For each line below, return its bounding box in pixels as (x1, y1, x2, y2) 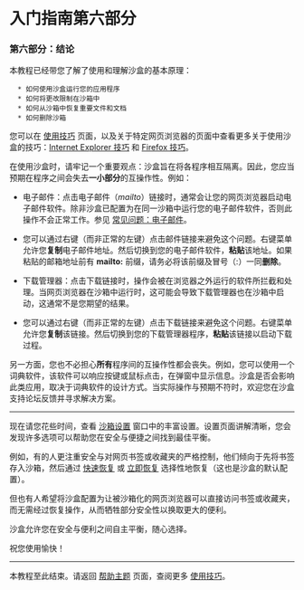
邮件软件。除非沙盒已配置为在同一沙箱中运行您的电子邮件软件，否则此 (30, 203, 292, 214)
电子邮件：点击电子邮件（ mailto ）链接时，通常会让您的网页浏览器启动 (22, 192, 284, 203)
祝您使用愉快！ (9, 543, 65, 554)
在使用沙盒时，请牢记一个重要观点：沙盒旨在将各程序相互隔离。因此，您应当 (9, 161, 295, 172)
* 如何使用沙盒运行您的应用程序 (17, 85, 120, 94)
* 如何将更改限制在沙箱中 (17, 94, 100, 104)
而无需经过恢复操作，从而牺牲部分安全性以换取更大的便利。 (9, 504, 232, 516)
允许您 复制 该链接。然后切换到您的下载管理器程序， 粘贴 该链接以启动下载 (22, 328, 292, 339)
